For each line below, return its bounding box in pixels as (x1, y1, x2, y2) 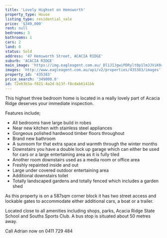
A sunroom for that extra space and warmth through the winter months (12, 140, 158, 147)
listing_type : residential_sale (5, 16, 72, 21)
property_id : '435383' (5, 72, 52, 77)
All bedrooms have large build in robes (12, 119, 91, 125)
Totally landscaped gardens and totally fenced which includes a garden (12, 178, 159, 184)
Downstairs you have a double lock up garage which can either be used (12, 146, 160, 152)
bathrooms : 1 (5, 35, 32, 40)
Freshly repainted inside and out (12, 162, 79, 168)
